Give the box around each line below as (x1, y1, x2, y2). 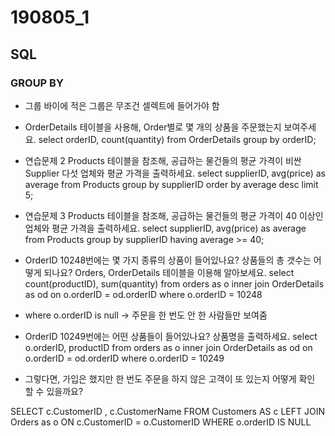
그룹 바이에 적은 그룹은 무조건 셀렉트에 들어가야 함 (24, 99, 220, 111)
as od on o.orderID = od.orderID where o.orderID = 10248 (24, 288, 263, 300)
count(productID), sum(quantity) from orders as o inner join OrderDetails (24, 277, 325, 290)
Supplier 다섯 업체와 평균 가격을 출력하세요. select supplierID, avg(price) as (24, 167, 326, 179)
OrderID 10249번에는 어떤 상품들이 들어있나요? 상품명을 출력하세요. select (24, 330, 318, 342)
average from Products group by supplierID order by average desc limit (24, 178, 319, 190)
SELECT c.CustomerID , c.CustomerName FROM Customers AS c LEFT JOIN (10, 405, 326, 417)
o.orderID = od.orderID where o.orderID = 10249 (24, 352, 225, 364)
